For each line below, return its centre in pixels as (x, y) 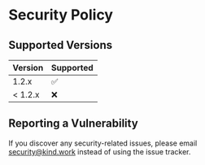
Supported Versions (60, 45)
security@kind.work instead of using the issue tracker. (100, 151)
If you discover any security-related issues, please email (103, 143)
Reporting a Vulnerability (73, 124)
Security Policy (61, 15)
